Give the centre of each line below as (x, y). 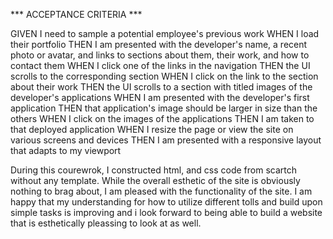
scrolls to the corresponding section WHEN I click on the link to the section (164, 76)
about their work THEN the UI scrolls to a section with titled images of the (161, 87)
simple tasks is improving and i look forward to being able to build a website (166, 212)
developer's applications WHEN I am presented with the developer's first (160, 97)
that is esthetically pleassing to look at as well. (106, 223)
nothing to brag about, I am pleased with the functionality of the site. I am (161, 191)
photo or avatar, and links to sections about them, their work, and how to (160, 55)
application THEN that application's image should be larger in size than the (164, 108)
